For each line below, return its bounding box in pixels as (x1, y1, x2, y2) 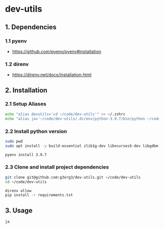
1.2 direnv (5, 61, 29, 67)
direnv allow (5, 188, 32, 193)
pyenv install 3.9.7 (5, 152, 47, 157)
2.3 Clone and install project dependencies (5, 164, 109, 170)
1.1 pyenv (5, 38, 27, 44)
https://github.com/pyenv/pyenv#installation (12, 48, 102, 54)
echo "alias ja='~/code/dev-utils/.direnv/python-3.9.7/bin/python (5, 116, 145, 121)
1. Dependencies (5, 23, 57, 31)
